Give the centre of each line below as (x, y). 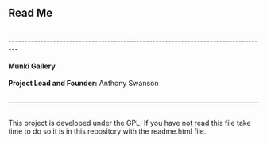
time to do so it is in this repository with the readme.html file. (107, 131)
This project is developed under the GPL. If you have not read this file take (130, 123)
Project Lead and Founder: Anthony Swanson (83, 83)
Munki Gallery (32, 66)
